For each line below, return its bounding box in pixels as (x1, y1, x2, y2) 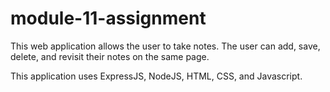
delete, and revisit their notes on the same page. (10, 50, 210, 62)
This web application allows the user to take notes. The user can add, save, (10, 40, 321, 52)
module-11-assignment (10, 7, 207, 30)
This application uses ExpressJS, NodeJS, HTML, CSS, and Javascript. (10, 70, 303, 82)
